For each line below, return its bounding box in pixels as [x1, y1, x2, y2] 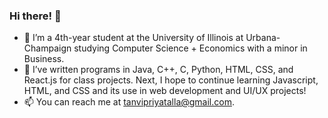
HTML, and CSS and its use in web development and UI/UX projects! [23, 85, 307, 97]
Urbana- [245, 32, 281, 44]
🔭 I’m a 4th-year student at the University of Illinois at [23, 32, 244, 44]
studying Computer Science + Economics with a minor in [73, 42, 308, 54]
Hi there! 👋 [9, 9, 62, 23]
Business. [23, 53, 65, 65]
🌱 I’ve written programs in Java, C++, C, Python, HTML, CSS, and [23, 64, 294, 76]
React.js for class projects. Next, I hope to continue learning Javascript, [23, 74, 319, 86]
